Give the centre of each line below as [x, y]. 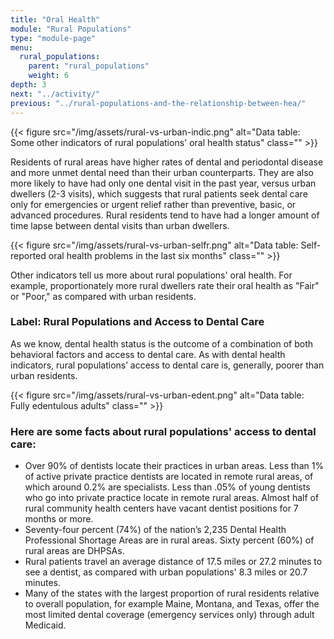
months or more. [59, 519]
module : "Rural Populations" [71, 29]
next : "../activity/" [55, 94]
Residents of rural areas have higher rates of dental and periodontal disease [167, 162]
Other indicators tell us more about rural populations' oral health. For [151, 275]
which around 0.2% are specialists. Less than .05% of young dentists [167, 487]
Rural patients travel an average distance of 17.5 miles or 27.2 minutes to [173, 562]
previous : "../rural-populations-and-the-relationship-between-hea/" [158, 103]
